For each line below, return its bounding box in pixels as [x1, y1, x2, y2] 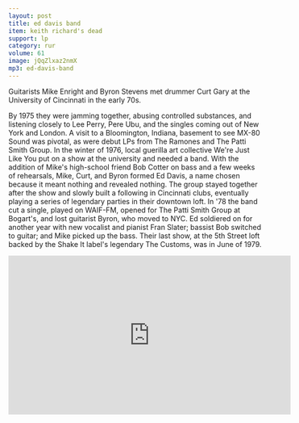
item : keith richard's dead [8, 27, 103, 35]
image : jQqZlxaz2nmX [8, 57, 78, 65]
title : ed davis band [8, 19, 81, 27]
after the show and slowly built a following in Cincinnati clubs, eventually [8, 187, 249, 198]
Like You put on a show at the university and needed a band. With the [8, 153, 239, 163]
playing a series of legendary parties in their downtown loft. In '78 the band [8, 196, 258, 206]
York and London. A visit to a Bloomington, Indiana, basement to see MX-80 [8, 128, 260, 137]
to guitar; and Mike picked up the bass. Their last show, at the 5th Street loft [8, 231, 260, 241]
